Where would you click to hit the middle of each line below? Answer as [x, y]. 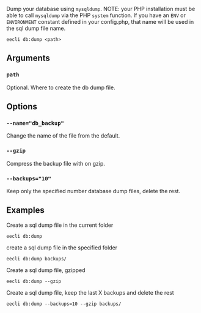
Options [22, 107]
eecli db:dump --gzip [34, 281]
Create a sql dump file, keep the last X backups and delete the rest [90, 292]
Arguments [28, 58]
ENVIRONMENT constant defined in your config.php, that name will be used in [100, 22]
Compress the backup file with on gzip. [56, 163]
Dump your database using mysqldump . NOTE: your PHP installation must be [101, 9]
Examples [25, 210]
